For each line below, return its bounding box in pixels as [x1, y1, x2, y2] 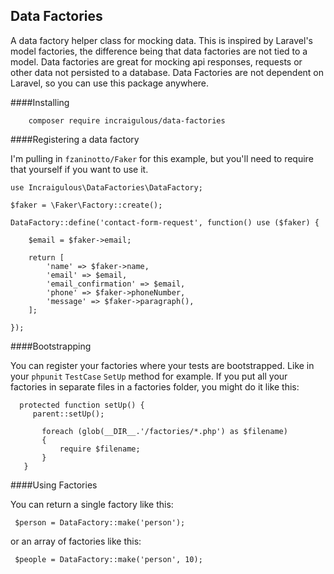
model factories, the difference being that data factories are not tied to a [10, 45, 308, 57]
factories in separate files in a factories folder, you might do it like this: [10, 380, 300, 393]
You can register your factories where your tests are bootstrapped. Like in [10, 359, 315, 371]
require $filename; [59, 444, 141, 454]
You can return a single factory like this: [10, 498, 174, 510]
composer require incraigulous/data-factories [28, 115, 226, 126]
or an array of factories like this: [10, 535, 142, 547]
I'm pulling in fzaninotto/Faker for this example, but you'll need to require [10, 152, 314, 164]
